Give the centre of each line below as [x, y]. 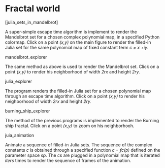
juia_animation [20, 135]
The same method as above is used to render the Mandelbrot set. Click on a [82, 67]
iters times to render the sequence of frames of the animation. [68, 160]
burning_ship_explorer [28, 111]
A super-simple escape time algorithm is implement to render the [71, 32]
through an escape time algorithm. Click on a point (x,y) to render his [75, 96]
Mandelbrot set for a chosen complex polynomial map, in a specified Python [82, 37]
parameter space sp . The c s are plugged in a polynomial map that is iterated [82, 155]
